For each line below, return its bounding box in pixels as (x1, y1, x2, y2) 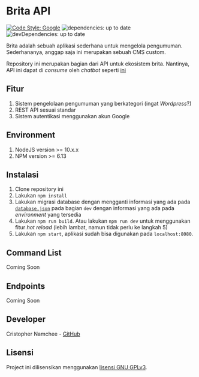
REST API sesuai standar (14, 106, 76, 113)
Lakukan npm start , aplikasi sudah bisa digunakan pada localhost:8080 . (14, 230, 194, 238)
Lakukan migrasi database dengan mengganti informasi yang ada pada (14, 198, 191, 205)
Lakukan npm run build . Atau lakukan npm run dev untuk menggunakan (14, 217, 191, 225)
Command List (6, 247, 62, 258)
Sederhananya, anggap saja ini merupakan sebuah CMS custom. (6, 48, 166, 55)
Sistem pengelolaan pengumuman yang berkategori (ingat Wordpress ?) (14, 100, 192, 107)
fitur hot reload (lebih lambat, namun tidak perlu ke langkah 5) (14, 224, 168, 231)
